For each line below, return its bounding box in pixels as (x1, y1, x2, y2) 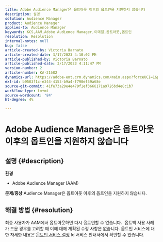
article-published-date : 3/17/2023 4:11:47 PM (5, 61, 101, 66)
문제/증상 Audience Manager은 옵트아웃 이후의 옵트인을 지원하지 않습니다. (5, 190, 147, 196)
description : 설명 (5, 12, 40, 16)
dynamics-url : (5, 75, 34, 80)
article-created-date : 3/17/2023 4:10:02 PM (5, 52, 97, 57)
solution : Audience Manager (5, 16, 62, 21)
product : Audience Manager (5, 20, 60, 26)
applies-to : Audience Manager (5, 25, 66, 30)
